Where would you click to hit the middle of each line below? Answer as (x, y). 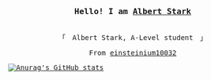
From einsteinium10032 (133, 53)
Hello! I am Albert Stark (133, 11)
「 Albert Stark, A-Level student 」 (133, 38)
